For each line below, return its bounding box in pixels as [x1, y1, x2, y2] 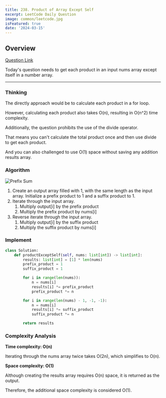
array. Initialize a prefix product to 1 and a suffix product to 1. [12, 193, 136, 199]
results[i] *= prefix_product [31, 284, 94, 290]
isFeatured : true [5, 21, 41, 26]
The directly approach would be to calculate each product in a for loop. [5, 100, 150, 106]
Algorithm [5, 167, 30, 174]
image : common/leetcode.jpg [5, 16, 63, 21]
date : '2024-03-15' [5, 26, 45, 31]
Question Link [5, 57, 34, 63]
